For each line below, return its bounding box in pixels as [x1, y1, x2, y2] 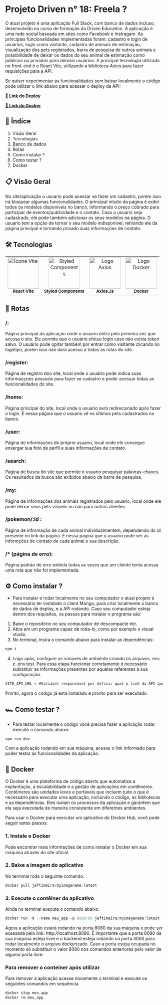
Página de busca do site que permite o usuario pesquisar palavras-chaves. [5, 469, 159, 475]
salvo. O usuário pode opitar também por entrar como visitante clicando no [5, 341, 160, 347]
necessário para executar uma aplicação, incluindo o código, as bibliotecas [5, 794, 160, 800]
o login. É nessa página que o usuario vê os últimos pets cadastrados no [5, 410, 154, 417]
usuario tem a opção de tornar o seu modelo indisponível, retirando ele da [5, 220, 157, 226]
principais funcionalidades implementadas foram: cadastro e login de [5, 36, 148, 42]
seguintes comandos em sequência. [5, 981, 80, 987]
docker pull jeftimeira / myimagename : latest [5, 883, 97, 888]
